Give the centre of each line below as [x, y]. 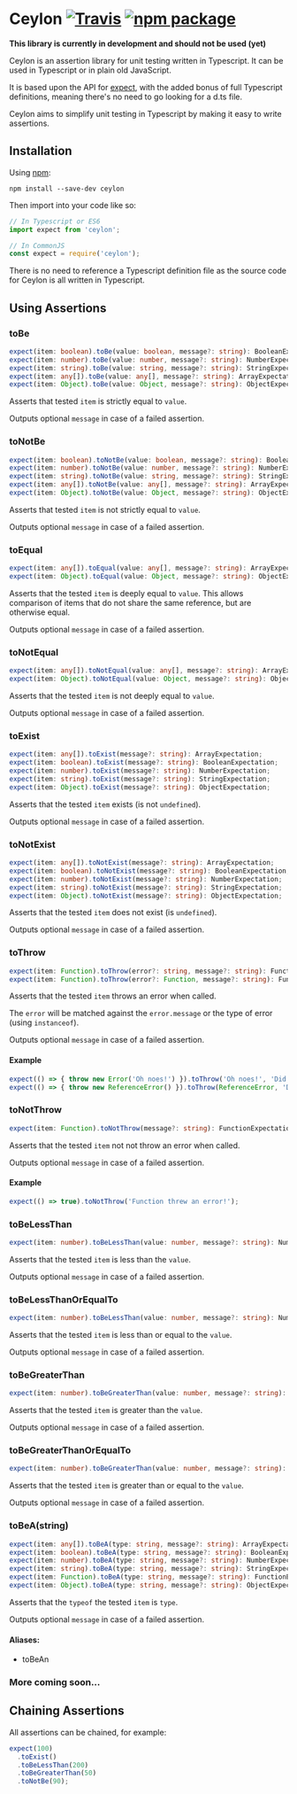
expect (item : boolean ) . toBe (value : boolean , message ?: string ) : [130, 351]
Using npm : [30, 172]
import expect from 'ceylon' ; [65, 229]
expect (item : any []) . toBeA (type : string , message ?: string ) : [124, 1544]
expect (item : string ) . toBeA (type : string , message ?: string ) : [126, 1569]
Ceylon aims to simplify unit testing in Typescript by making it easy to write [145, 113]
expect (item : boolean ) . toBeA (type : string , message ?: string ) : [128, 1552]
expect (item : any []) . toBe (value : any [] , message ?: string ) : [122, 377]
